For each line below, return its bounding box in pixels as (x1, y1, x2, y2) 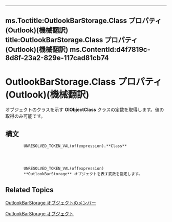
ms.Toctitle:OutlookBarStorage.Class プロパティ (5, 16, 162, 25)
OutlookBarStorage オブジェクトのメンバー (5, 199, 96, 206)
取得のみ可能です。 (5, 113, 46, 119)
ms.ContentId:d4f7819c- (70, 45, 150, 54)
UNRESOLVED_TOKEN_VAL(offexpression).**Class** (24, 143, 127, 149)
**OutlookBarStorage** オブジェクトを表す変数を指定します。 (24, 172, 142, 177)
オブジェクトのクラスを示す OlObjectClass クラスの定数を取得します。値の (5, 106, 164, 113)
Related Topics (5, 186, 54, 194)
